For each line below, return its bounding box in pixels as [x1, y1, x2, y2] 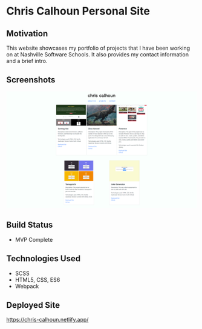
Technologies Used [6, 253, 80, 264]
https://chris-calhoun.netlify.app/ [6, 316, 89, 324]
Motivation [6, 28, 48, 39]
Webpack [15, 282, 39, 290]
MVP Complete [15, 236, 53, 243]
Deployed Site [6, 300, 60, 310]
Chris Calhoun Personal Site [6, 4, 150, 18]
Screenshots [6, 75, 56, 85]
